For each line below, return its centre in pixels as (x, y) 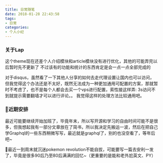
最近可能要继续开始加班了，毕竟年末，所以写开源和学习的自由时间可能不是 (79, 121)
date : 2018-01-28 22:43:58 (32, 14)
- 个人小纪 (15, 32)
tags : (10, 18)
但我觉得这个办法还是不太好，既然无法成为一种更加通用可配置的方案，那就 (79, 84)
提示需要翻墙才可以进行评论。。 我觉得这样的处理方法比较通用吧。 (79, 96)
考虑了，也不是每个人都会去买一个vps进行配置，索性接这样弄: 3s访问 (82, 89)
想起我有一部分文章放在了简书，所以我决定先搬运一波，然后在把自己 (90, 127)
